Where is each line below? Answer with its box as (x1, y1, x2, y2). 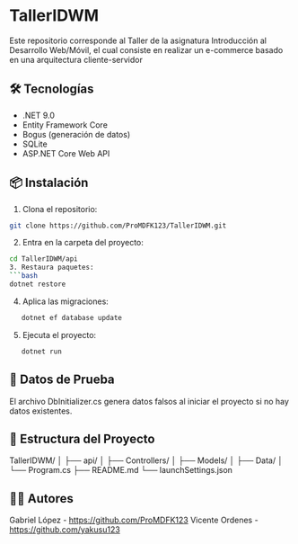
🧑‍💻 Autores (9, 491, 74, 506)
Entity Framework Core (22, 119, 108, 130)
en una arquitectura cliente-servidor (9, 54, 144, 65)
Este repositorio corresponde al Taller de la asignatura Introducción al (9, 35, 267, 46)
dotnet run (21, 347, 63, 356)
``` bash (9, 272, 39, 281)
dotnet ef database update (21, 313, 123, 322)
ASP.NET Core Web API (22, 147, 110, 158)
